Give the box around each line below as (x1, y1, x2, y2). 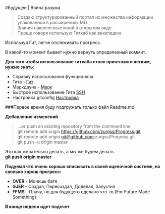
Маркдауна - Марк (12, 84, 53, 90)
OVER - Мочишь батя (12, 178, 57, 184)
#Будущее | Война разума (5, 5, 60, 10)
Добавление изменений (5, 114, 58, 120)
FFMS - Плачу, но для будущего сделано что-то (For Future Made (12, 189, 150, 195)
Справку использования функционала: (12, 74, 95, 79)
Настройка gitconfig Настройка (12, 94, 79, 100)
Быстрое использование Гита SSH (12, 89, 85, 95)
